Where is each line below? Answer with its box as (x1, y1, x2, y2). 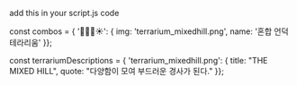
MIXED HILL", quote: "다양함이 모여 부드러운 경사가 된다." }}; (9, 66, 225, 76)
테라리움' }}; (9, 38, 52, 47)
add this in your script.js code (9, 8, 120, 18)
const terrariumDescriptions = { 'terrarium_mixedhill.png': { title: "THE (9, 55, 268, 65)
